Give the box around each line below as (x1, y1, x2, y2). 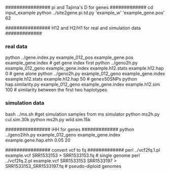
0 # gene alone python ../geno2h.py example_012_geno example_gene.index (5, 71, 165, 77)
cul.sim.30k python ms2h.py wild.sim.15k (5, 116, 91, 122)
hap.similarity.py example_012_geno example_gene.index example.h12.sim (5, 81, 160, 88)
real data (5, 43, 28, 50)
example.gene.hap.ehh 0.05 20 (5, 137, 71, 143)
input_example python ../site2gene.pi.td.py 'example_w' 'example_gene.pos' (5, 10, 165, 16)
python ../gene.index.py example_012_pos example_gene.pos (5, 54, 133, 60)
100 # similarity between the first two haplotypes (5, 87, 108, 93)
